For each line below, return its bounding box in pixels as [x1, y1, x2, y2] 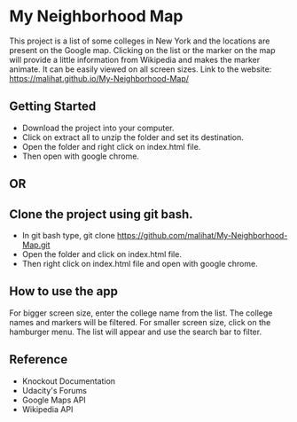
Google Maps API [21, 395, 86, 405]
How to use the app [9, 284, 118, 299]
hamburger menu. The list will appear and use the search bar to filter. [9, 326, 262, 337]
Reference [9, 352, 68, 367]
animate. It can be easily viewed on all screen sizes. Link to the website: [9, 64, 272, 74]
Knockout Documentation [21, 375, 116, 387]
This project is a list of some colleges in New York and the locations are [9, 35, 270, 46]
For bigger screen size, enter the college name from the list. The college [9, 308, 273, 318]
